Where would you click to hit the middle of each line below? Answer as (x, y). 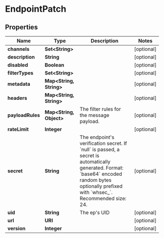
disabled (18, 65)
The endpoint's (97, 137)
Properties (21, 27)
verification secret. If (103, 143)
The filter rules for (100, 109)
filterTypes (20, 73)
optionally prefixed (101, 186)
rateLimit (18, 129)
